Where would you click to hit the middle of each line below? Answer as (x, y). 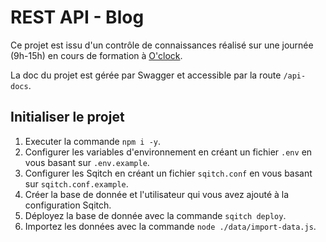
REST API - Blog (77, 17)
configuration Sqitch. (68, 205)
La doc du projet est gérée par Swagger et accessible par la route (146, 75)
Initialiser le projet (67, 117)
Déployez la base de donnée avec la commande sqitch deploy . (155, 215)
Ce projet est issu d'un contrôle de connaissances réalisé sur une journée (162, 45)
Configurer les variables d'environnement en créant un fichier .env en (168, 152)
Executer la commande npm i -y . (93, 141)
